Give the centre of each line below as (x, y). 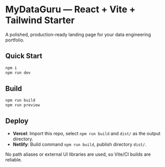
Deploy (17, 121)
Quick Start (24, 56)
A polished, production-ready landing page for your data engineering (78, 34)
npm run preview (23, 105)
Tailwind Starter (40, 20)
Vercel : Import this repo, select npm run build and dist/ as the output (87, 133)
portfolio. (15, 40)
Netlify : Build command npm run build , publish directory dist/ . (79, 144)
